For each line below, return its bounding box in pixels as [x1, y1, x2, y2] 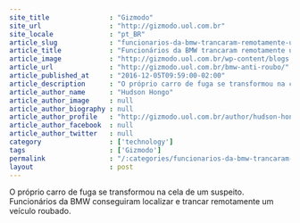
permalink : [9, 153, 114, 163]
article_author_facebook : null [9, 121, 134, 130]
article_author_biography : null [9, 104, 134, 113]
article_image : [9, 54, 114, 63]
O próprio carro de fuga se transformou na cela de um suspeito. [9, 186, 245, 197]
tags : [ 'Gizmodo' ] [9, 145, 162, 154]
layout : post [9, 162, 134, 171]
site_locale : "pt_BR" [9, 29, 146, 38]
